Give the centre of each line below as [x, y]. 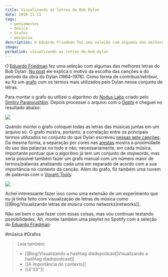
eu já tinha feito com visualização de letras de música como [67, 198]
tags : [11, 19]
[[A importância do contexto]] [55, 264]
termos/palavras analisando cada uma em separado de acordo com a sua [81, 163]
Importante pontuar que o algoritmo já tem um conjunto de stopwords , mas [82, 153]
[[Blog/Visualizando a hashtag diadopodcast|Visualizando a [86, 253]
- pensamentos [24, 24]
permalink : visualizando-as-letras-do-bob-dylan [57, 51]
